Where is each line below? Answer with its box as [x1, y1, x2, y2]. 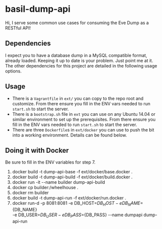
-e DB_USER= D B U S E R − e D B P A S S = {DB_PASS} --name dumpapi [12, 212, 143, 219]
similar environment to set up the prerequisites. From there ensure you [12, 116, 156, 122]
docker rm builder [12, 190, 49, 196]
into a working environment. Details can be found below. [12, 132, 127, 138]
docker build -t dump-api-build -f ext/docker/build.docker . [12, 174, 133, 180]
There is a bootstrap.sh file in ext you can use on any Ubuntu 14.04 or [12, 111, 156, 117]
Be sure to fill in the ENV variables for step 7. [5, 159, 96, 165]
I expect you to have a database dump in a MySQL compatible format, [5, 52, 147, 58]
